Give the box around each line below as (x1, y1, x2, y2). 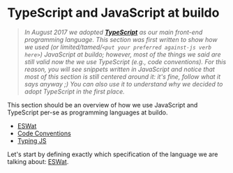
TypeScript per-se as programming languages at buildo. (7, 108, 168, 116)
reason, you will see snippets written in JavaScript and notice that (24, 65, 215, 73)
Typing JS (17, 136, 47, 144)
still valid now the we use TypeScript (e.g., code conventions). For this (24, 57, 227, 66)
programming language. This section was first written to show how (24, 35, 218, 43)
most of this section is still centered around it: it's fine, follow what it (24, 72, 221, 81)
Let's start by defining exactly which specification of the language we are (7, 150, 218, 158)
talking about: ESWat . (7, 157, 69, 165)
